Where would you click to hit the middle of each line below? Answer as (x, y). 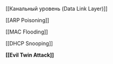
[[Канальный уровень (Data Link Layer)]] (56, 9)
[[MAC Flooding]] (27, 32)
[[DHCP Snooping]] (29, 43)
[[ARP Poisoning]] (27, 20)
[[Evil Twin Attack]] (30, 55)
